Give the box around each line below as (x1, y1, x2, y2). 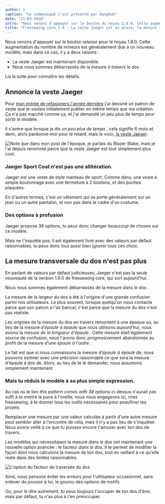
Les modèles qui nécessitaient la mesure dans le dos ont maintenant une (5, 439, 153, 445)
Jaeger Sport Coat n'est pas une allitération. (5, 163, 113, 170)
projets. (5, 404, 21, 410)
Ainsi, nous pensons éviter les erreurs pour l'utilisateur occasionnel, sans (5, 474, 153, 479)
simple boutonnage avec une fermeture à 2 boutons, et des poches (5, 179, 141, 185)
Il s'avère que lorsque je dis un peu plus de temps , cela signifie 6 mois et (5, 126, 154, 131)
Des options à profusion (5, 212, 64, 219)
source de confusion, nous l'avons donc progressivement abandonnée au (5, 335, 155, 341)
